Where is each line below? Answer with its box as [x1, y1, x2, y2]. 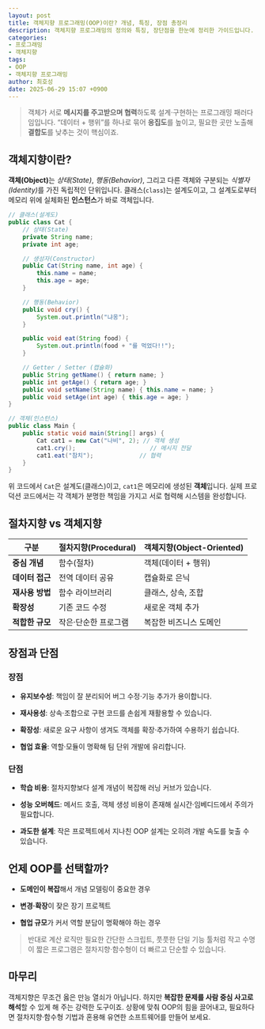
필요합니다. [19, 810, 55, 819]
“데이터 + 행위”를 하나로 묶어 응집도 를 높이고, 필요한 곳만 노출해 [57, 118, 254, 127]
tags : [8, 56, 26, 64]
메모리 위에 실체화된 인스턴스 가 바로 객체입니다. [8, 195, 154, 205]
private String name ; [22, 233, 93, 241]
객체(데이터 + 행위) [143, 558, 211, 569]
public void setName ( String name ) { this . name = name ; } [22, 385, 214, 394]
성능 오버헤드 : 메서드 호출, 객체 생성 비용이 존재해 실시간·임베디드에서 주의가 [19, 800, 254, 809]
